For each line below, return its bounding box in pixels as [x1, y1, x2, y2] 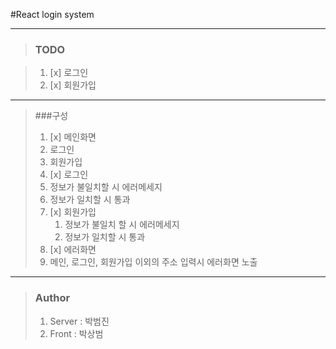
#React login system [10, 9, 95, 20]
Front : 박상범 [49, 327, 104, 339]
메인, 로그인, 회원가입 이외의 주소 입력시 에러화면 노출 [49, 256, 258, 268]
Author [34, 291, 71, 305]
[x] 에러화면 [49, 244, 97, 256]
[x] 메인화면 [49, 131, 97, 143]
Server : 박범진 [49, 315, 110, 327]
